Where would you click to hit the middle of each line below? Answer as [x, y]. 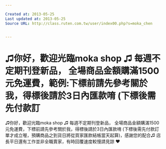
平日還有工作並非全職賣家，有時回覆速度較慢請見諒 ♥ [65, 142]
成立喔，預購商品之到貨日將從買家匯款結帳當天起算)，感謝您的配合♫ [84, 136]
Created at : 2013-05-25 [30, 14]
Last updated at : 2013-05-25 [35, 19]
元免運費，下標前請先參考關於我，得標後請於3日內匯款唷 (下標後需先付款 [80, 129]
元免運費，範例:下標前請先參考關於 [77, 83]
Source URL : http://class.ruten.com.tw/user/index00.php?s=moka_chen [79, 23]
